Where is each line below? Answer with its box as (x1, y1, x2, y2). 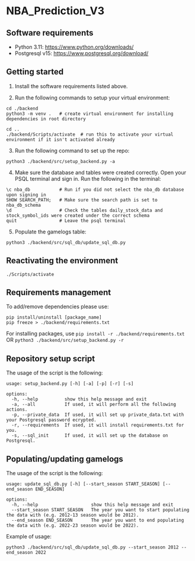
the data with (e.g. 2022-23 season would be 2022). (6, 522, 139, 528)
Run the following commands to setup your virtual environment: (14, 94, 170, 101)
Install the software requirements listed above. (14, 82, 128, 89)
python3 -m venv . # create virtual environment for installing (6, 111, 174, 117)
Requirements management (6, 287, 111, 297)
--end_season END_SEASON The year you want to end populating (11, 517, 184, 524)
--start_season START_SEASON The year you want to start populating (11, 507, 190, 513)
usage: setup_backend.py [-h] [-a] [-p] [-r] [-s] (6, 381, 134, 387)
